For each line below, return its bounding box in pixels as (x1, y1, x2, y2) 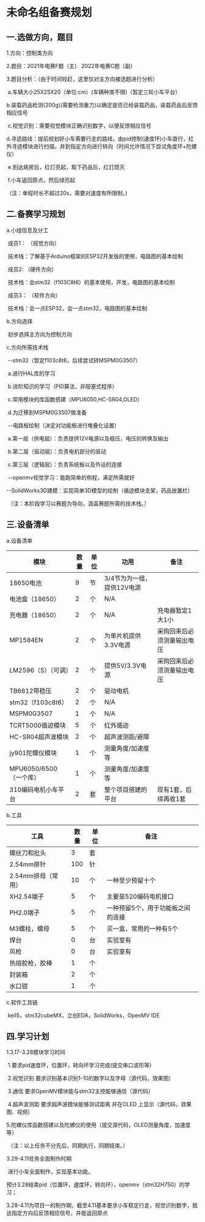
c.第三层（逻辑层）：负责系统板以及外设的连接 (7, 461, 122, 468)
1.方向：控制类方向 (6, 50, 53, 56)
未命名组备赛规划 (6, 6, 93, 20)
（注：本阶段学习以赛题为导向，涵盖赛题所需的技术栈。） (7, 500, 149, 507)
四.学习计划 (6, 1032, 50, 1042)
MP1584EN (9, 635, 43, 644)
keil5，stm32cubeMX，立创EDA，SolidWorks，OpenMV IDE (7, 1011, 160, 1019)
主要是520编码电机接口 (106, 892, 174, 900)
